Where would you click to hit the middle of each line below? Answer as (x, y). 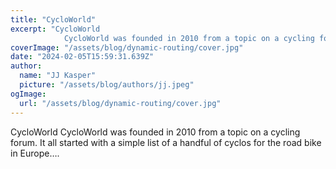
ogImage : (28, 94)
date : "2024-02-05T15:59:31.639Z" (82, 57)
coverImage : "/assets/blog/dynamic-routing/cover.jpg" (127, 47)
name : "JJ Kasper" (58, 76)
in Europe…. (35, 153)
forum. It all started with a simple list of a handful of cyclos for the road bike (166, 142)
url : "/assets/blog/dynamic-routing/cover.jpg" (120, 103)
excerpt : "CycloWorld (55, 29)
